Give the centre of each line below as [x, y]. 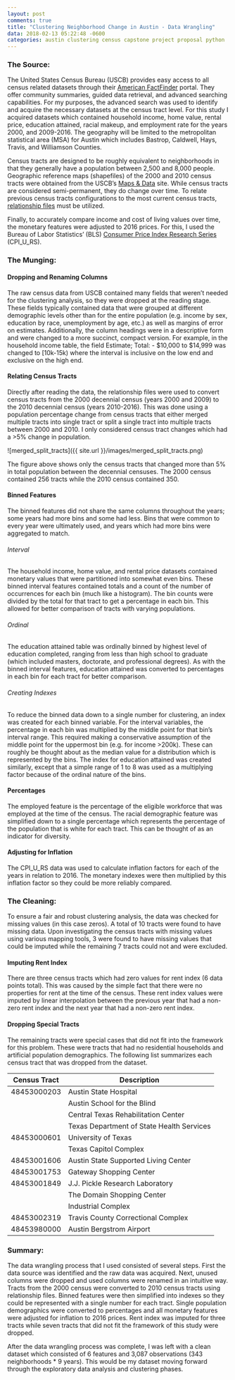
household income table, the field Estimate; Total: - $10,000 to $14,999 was [117, 345]
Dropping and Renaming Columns [57, 277]
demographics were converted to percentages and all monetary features [113, 1310]
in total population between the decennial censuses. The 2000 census [109, 471]
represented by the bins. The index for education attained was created [109, 759]
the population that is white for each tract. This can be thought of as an [110, 828]
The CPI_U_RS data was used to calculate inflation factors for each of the [113, 868]
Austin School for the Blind [112, 1103]
